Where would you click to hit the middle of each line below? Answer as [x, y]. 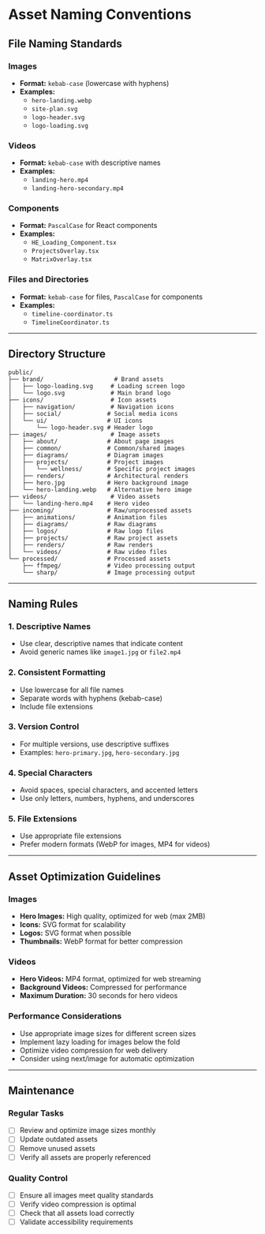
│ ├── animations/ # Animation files [88, 517]
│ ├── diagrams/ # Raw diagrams [82, 524]
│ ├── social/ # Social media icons [93, 413]
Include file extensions [56, 706]
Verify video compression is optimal [78, 1204]
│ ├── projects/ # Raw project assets [93, 538]
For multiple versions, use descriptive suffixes [94, 744]
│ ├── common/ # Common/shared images [97, 448]
